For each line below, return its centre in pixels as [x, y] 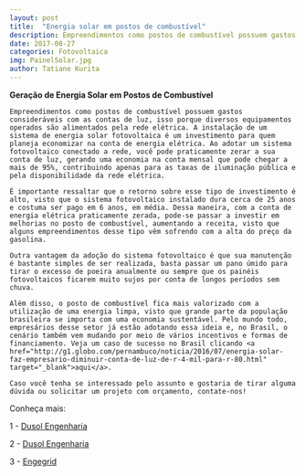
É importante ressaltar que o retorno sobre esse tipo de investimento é [153, 191]
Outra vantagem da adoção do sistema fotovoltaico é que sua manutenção [151, 255]
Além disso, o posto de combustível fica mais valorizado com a [134, 303]
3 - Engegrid [33, 461]
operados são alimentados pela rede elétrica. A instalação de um [138, 127]
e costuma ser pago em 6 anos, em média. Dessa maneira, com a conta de [151, 207]
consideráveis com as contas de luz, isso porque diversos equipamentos [151, 120]
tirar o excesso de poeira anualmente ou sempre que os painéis [134, 271]
